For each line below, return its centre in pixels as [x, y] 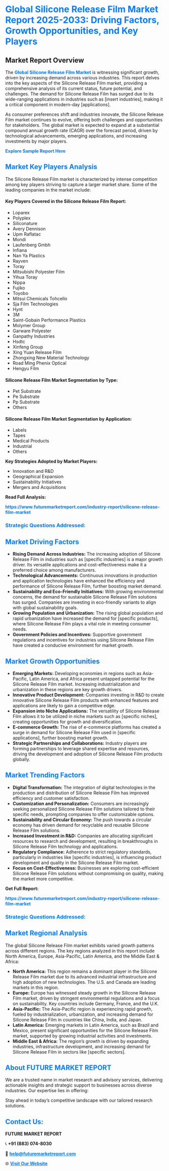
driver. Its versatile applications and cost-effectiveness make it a [79, 565]
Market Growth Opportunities [52, 661]
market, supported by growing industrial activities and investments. [82, 1035]
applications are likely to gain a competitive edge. [64, 705]
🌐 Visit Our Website [26, 1163]
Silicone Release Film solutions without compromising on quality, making [88, 873]
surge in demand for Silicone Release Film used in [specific [74, 732]
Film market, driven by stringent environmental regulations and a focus [86, 998]
